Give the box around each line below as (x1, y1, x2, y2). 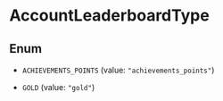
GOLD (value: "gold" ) (21, 82, 95, 92)
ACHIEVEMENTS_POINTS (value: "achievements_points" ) (21, 64, 215, 75)
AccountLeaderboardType (9, 5, 210, 26)
